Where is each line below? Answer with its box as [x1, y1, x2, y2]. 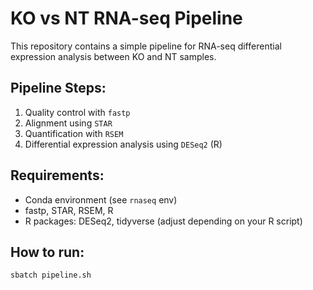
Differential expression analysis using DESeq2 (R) [24, 138, 223, 150]
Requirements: [10, 167, 105, 184]
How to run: [10, 243, 85, 261]
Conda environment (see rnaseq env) [24, 193, 178, 206]
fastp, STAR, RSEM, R [24, 204, 114, 216]
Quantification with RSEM [24, 127, 124, 139]
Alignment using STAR [24, 117, 113, 129]
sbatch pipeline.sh [10, 270, 92, 281]
